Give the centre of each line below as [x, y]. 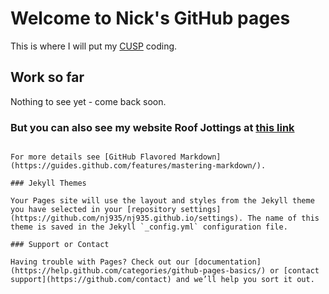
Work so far [47, 77]
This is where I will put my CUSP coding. [94, 46]
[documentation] [227, 262]
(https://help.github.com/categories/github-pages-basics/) [138, 271]
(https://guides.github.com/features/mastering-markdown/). [138, 166]
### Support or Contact [60, 245]
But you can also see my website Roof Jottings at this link [152, 127]
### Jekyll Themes [48, 183]
